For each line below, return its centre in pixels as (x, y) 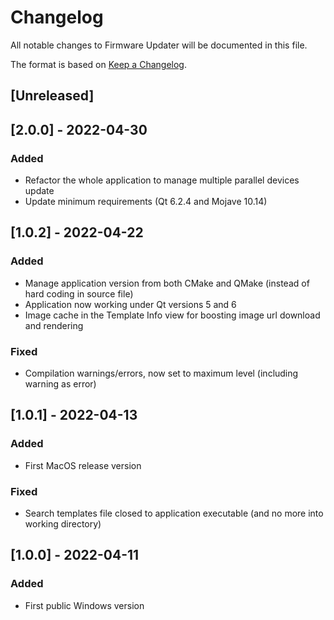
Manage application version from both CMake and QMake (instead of (167, 283)
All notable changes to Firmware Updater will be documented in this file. (159, 45)
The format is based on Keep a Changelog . (98, 64)
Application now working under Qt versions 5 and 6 (130, 304)
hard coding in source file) (79, 293)
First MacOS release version (83, 465)
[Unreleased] (52, 96)
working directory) (63, 523)
